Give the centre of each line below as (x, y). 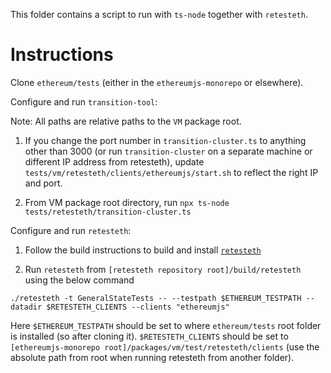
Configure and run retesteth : (71, 230)
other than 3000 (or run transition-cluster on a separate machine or (168, 151)
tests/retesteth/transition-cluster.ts (108, 212)
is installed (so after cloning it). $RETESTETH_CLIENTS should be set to (149, 336)
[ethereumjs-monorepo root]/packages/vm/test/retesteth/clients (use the (165, 346)
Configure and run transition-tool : (84, 101)
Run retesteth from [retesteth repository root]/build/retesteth (163, 269)
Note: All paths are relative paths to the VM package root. (126, 121)
